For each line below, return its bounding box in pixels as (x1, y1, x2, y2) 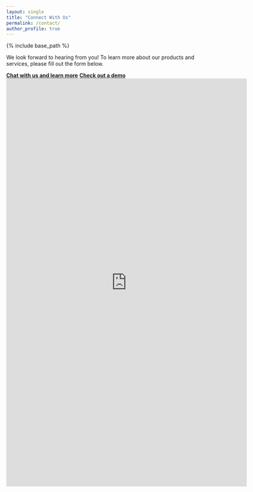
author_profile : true (6, 25, 61, 32)
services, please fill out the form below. (6, 60, 104, 67)
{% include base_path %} (6, 42, 70, 49)
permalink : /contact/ (6, 20, 61, 26)
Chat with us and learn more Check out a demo (6, 72, 126, 79)
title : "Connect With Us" (6, 14, 71, 20)
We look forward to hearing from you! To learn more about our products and (6, 54, 195, 61)
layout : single (6, 8, 44, 15)
